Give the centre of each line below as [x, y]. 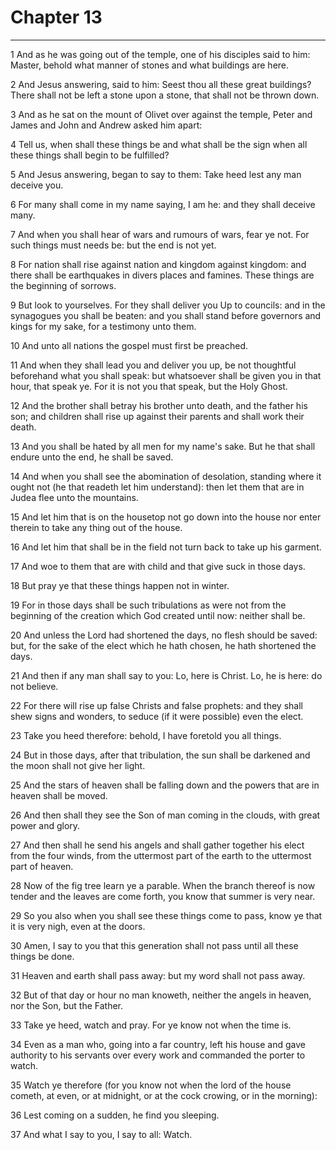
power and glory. [45, 825]
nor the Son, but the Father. [67, 1005]
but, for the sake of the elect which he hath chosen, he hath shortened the [163, 645]
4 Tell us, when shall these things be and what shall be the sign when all [159, 144]
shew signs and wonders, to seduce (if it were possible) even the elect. [157, 716]
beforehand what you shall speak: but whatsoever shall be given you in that [166, 375]
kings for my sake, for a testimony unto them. [103, 326]
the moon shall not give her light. [78, 765]
